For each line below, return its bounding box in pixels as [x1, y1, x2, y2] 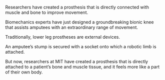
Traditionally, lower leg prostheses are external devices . [5, 34, 120, 40]
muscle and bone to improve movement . [5, 9, 88, 15]
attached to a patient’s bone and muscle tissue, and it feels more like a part [5, 64, 160, 70]
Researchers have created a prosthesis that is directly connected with [5, 4, 149, 10]
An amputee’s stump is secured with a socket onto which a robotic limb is [5, 44, 156, 49]
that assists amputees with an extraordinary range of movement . [5, 24, 138, 30]
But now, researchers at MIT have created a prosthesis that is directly [5, 59, 148, 64]
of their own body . [5, 69, 43, 75]
